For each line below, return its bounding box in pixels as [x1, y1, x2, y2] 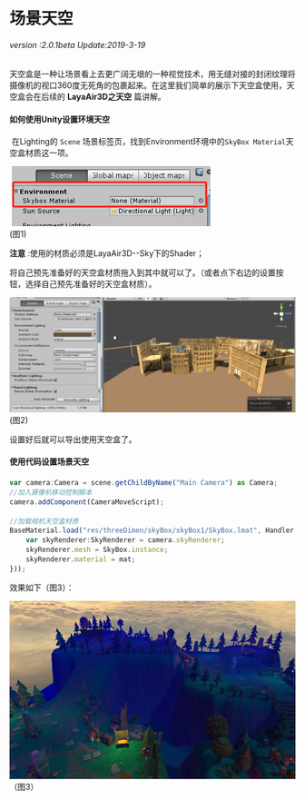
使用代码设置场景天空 [9, 456, 89, 468]
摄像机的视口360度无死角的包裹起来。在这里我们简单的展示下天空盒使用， [9, 80, 288, 91]
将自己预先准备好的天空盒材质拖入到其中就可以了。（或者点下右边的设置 [9, 267, 276, 278]
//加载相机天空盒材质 [9, 517, 79, 526]
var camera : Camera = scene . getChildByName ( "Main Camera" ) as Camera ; [9, 479, 279, 488]
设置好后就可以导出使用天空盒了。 [9, 433, 137, 445]
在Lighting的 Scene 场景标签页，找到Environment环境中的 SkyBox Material [11, 135, 286, 146]
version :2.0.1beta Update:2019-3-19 [9, 39, 146, 50]
